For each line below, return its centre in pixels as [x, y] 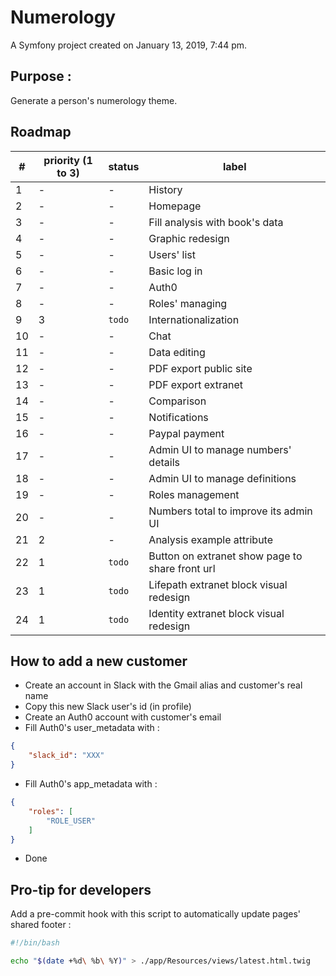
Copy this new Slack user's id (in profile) [108, 707]
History [165, 189]
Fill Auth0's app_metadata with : [91, 784]
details [164, 462]
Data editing [177, 352]
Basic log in [175, 271]
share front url [182, 568]
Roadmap [41, 132]
